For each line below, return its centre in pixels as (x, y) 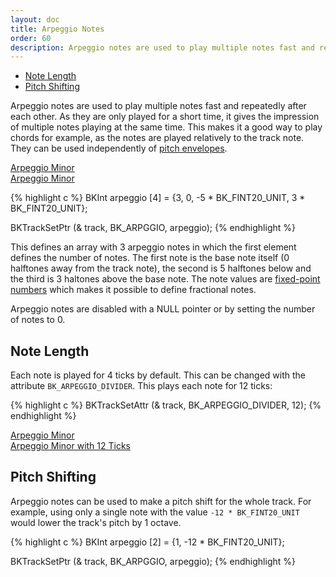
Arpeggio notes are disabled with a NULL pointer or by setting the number (163, 309)
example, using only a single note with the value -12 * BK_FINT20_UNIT (155, 512)
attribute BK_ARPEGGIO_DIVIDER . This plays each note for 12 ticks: (141, 386)
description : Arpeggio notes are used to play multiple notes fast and (162, 47)
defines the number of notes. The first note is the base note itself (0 (150, 258)
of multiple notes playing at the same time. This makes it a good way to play (166, 127)
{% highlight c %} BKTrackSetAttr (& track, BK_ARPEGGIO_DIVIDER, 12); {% (166, 405)
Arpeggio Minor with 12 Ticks (71, 446)
